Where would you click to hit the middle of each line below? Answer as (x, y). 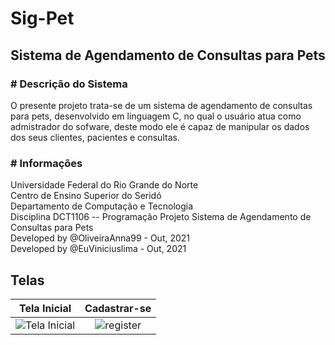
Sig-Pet (42, 18)
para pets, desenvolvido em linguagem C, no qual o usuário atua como (156, 116)
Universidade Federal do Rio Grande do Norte (104, 185)
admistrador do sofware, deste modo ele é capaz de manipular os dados (160, 126)
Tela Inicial (45, 308)
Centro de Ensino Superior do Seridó (86, 196)
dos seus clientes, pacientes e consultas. (95, 137)
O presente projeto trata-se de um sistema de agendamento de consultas (161, 105)
